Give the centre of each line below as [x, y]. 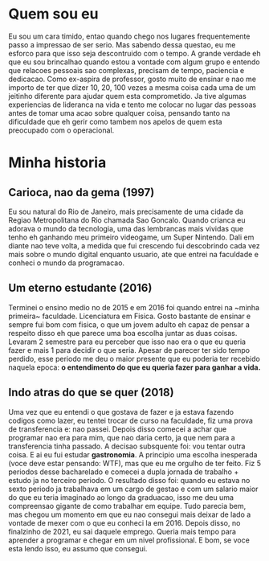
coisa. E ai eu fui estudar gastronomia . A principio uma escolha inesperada [133, 454]
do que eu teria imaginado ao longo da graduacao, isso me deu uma [121, 497]
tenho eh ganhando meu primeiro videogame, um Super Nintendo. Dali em [131, 237]
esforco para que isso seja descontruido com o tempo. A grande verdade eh [134, 53]
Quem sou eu [53, 14]
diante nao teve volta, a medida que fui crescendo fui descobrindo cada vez [134, 245]
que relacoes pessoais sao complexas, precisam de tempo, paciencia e [126, 70]
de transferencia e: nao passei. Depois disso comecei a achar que [118, 429]
